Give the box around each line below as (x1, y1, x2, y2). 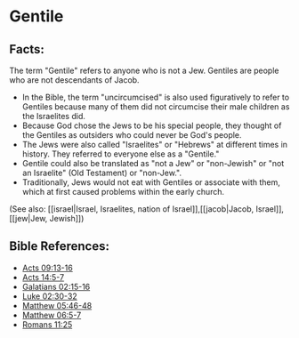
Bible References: (9, 238, 109, 254)
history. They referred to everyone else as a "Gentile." (21, 149, 220, 159)
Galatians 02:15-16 (21, 281, 91, 292)
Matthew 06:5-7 (21, 310, 82, 320)
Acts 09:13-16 (21, 262, 73, 273)
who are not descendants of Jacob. (9, 75, 140, 85)
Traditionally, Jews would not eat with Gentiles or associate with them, (21, 177, 280, 188)
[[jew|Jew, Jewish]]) (9, 213, 85, 223)
